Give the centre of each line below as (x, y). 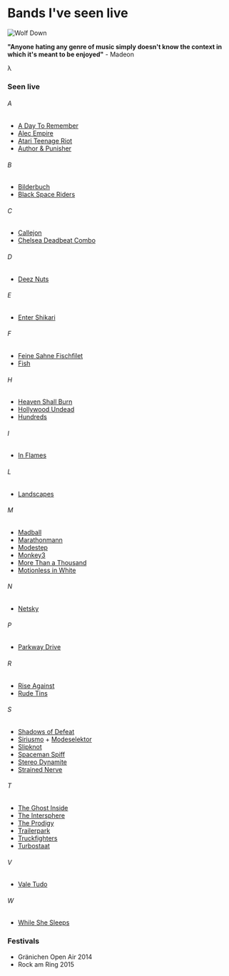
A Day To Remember (48, 126)
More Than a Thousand (52, 562)
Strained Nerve (40, 769)
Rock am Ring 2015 (46, 964)
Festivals (24, 941)
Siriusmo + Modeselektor (55, 739)
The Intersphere (41, 815)
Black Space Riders (46, 195)
